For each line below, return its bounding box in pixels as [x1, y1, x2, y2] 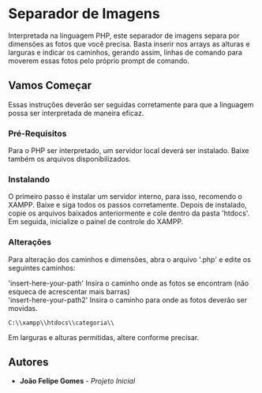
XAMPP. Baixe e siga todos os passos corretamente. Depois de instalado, [8, 200, 247, 210]
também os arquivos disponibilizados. [8, 155, 132, 164]
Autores [8, 356, 49, 369]
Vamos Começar [8, 79, 92, 92]
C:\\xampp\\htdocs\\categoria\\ [8, 319, 114, 327]
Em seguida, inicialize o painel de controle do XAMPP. [8, 217, 184, 226]
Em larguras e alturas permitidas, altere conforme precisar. [8, 332, 200, 342]
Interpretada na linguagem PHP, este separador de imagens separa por [8, 31, 240, 40]
